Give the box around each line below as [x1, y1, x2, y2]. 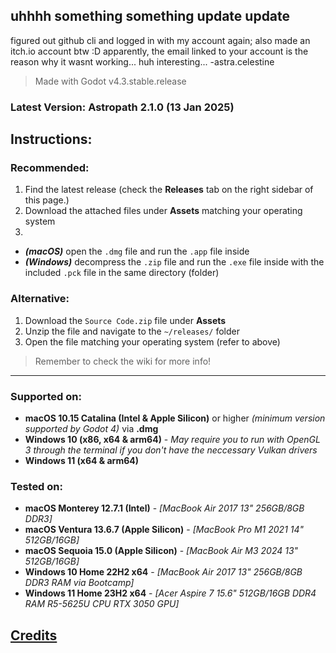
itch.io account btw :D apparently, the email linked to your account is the [10, 45, 309, 57]
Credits [10, 627, 58, 644]
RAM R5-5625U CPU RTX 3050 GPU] [24, 598, 180, 610]
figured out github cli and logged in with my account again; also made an [10, 34, 311, 46]
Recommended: [10, 161, 90, 175]
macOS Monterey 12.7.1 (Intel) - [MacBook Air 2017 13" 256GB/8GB [24, 502, 305, 514]
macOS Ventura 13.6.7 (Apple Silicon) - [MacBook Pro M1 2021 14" [24, 524, 305, 536]
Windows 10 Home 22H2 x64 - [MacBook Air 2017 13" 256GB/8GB [24, 566, 303, 578]
